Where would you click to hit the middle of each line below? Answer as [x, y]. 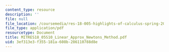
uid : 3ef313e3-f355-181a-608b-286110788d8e [52, 42]
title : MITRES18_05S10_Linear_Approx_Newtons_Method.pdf [66, 38]
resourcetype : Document [30, 33]
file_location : [21, 24]
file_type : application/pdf [35, 28]
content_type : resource [30, 10]
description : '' [22, 14]
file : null [17, 19]
